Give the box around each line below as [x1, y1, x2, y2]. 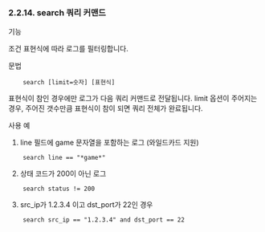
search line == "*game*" [22, 154, 106, 162]
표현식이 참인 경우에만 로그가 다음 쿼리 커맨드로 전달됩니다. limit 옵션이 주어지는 [8, 94, 258, 104]
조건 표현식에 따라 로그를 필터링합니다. [8, 44, 128, 54]
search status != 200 [22, 185, 95, 193]
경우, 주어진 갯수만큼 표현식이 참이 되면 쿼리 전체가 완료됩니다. [8, 104, 203, 113]
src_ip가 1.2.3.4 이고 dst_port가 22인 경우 [19, 200, 153, 210]
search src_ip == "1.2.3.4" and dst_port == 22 [22, 216, 185, 224]
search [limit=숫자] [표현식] [22, 79, 116, 87]
